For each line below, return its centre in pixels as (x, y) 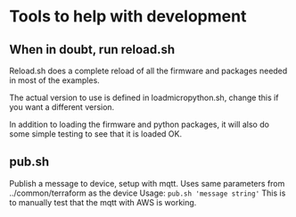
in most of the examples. (54, 80)
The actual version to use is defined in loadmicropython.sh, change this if (144, 97)
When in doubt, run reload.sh (92, 50)
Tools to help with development (128, 17)
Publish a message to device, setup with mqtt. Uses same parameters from (147, 183)
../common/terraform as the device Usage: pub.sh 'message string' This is (148, 193)
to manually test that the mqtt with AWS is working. (103, 202)
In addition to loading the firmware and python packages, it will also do (140, 124)
